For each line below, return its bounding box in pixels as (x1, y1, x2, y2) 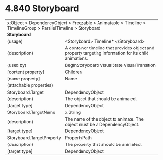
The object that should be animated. (65, 96, 137, 102)
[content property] (7, 69, 45, 75)
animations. (65, 55, 88, 61)
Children (65, 69, 82, 75)
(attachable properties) (7, 82, 53, 88)
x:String (65, 110, 81, 115)
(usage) (7, 38, 23, 44)
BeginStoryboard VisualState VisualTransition (65, 62, 156, 68)
